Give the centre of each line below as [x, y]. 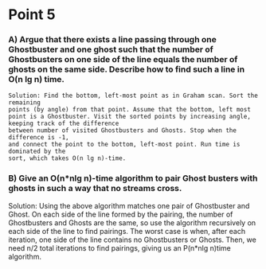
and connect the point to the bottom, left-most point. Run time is [124, 145]
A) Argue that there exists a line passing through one [112, 40]
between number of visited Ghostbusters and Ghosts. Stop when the [123, 131]
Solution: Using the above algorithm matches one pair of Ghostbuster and [129, 205]
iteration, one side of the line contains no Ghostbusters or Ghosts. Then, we [132, 240]
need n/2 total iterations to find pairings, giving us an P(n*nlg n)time [119, 248]
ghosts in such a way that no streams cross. [95, 189]
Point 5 [32, 15]
